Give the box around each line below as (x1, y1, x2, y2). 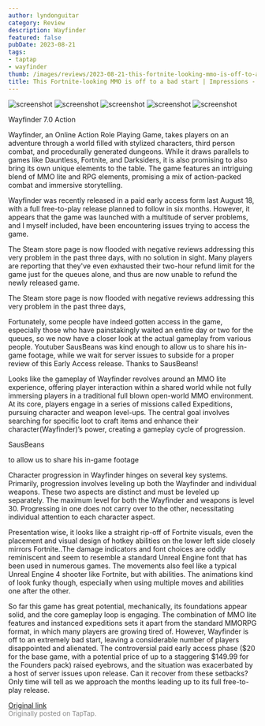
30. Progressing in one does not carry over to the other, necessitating (8, 503, 234, 513)
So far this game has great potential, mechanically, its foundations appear (8, 601, 248, 611)
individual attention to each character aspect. (8, 512, 155, 522)
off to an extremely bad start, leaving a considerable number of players (8, 634, 240, 644)
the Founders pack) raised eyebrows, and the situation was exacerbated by (8, 660, 254, 669)
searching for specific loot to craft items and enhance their (8, 416, 200, 425)
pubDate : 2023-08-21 (8, 41, 77, 49)
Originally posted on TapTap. (8, 709, 97, 718)
